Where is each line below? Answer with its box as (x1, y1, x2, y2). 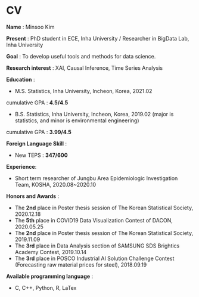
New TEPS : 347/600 (14, 151, 68, 159)
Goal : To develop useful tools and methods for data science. (6, 52, 156, 60)
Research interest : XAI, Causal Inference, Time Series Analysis (6, 64, 163, 72)
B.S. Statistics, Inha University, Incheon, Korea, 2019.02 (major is (14, 110, 174, 117)
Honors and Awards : (6, 192, 60, 200)
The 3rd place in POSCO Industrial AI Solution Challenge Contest (14, 255, 175, 262)
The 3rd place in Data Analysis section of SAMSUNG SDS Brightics (14, 242, 180, 249)
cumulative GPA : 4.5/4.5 (6, 99, 69, 106)
